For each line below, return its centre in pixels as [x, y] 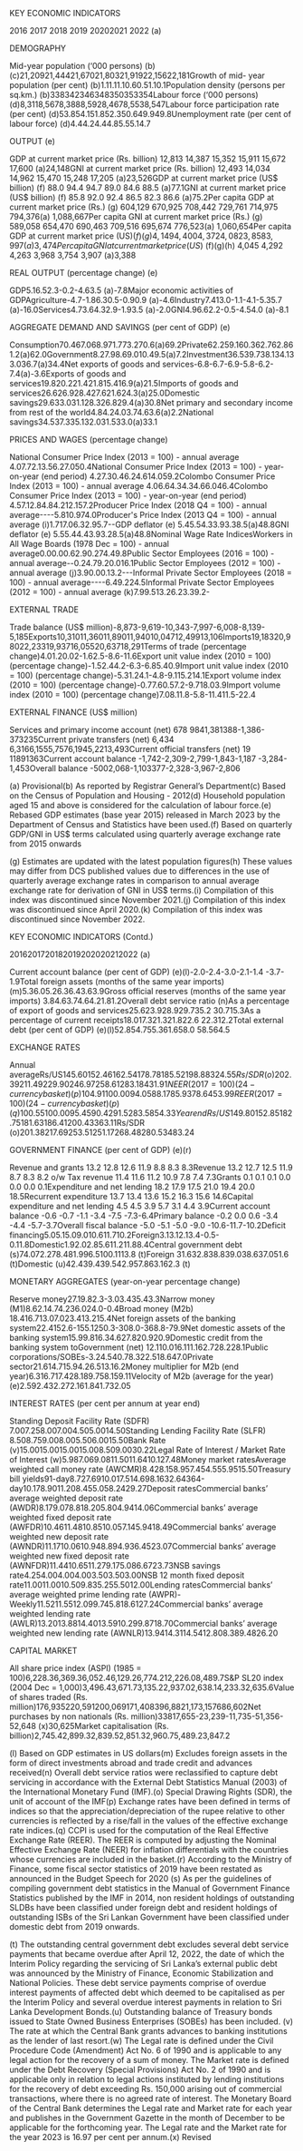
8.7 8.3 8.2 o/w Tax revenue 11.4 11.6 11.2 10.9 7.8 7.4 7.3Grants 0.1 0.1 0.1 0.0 [150, 1177]
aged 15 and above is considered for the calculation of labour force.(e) [141, 805]
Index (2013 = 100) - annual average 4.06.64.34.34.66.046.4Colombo [139, 486]
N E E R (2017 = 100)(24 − [211, 1084]
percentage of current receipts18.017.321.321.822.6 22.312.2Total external [147, 1020]
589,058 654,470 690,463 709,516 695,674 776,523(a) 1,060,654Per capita [151, 226]
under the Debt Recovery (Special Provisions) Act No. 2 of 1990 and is [140, 2069]
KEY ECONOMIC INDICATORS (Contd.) [81, 937]
